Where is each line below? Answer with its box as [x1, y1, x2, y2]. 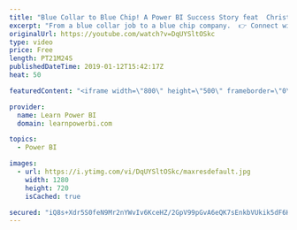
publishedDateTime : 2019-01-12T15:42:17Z [9, 63, 164, 72]
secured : [9, 208, 42, 217]
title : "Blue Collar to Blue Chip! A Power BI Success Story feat [9, 12, 259, 22]
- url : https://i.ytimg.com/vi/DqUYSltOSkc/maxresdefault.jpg [17, 167, 251, 176]
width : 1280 [25, 175, 69, 184]
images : [9, 159, 38, 168]
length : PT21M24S [9, 54, 73, 63]
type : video [9, 37, 53, 47]
